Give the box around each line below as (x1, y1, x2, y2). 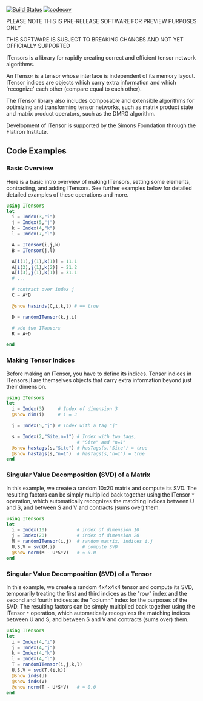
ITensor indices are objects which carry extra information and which (6, 79, 177, 86)
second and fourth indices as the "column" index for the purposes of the (6, 596, 188, 604)
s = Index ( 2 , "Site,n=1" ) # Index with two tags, (12, 433, 137, 439)
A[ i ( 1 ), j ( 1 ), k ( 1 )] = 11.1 (12, 259, 78, 265)
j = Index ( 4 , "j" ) (12, 644, 56, 650)
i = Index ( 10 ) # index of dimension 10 (12, 527, 139, 533)
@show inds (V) (12, 678, 47, 685)
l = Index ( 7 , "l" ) (12, 231, 56, 237)
